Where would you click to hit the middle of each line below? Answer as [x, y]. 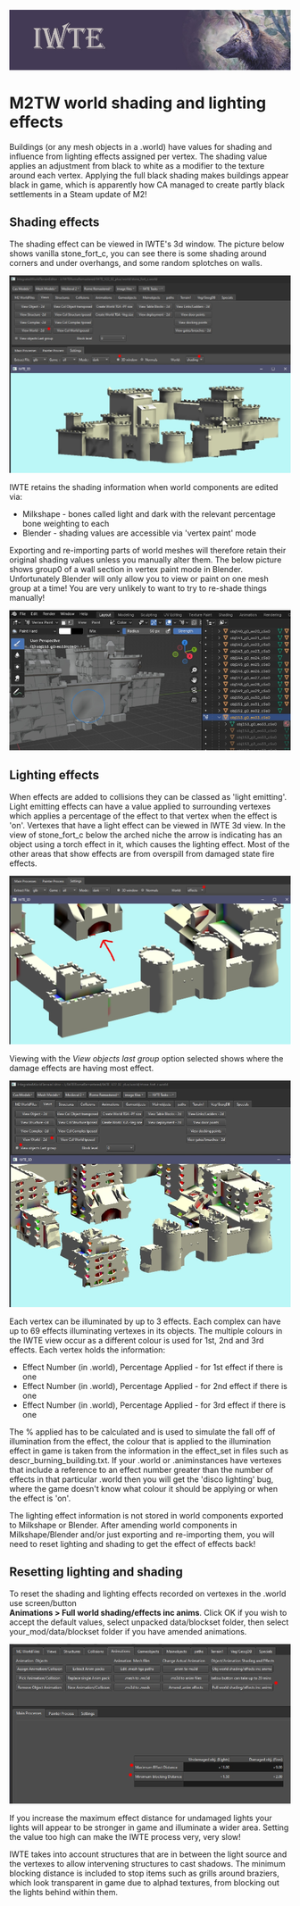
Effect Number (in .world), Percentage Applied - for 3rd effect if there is [154, 1405]
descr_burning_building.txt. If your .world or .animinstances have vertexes [146, 1460]
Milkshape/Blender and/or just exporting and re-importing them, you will [142, 1534]
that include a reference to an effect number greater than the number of [142, 1469]
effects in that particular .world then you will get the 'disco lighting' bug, [142, 1479]
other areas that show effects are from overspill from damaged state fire [142, 853]
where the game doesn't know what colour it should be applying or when [144, 1488]
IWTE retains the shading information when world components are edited [144, 487]
